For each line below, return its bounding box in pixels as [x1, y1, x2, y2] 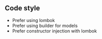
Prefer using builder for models [12, 22, 78, 28]
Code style [5, 4, 40, 12]
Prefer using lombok [12, 17, 55, 23]
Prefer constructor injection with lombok [12, 27, 97, 34]
